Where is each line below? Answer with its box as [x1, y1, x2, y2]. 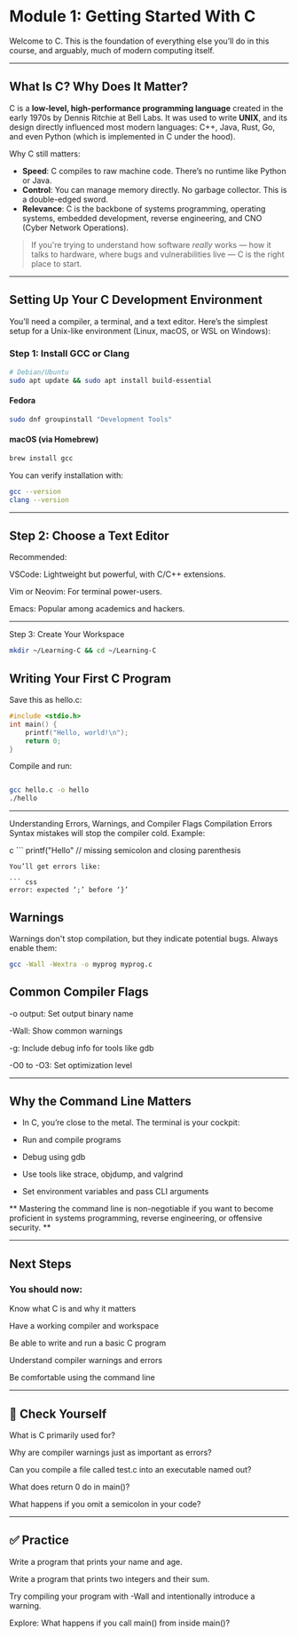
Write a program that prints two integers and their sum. [9, 1573, 210, 1584]
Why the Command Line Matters [9, 1094, 192, 1109]
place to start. [30, 258, 82, 268]
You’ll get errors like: [9, 862, 101, 872]
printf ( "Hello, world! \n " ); [25, 728, 129, 737]
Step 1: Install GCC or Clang [9, 347, 130, 360]
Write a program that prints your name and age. [9, 1556, 184, 1567]
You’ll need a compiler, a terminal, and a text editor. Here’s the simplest [9, 315, 269, 326]
